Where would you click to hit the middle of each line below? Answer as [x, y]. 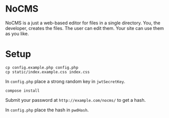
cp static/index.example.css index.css [48, 72]
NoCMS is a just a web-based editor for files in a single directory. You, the [83, 23]
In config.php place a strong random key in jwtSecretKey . [65, 81]
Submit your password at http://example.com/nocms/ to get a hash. [76, 100]
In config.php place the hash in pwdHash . [47, 110]
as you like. [17, 33]
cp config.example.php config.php [42, 67]
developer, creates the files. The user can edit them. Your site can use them [85, 28]
